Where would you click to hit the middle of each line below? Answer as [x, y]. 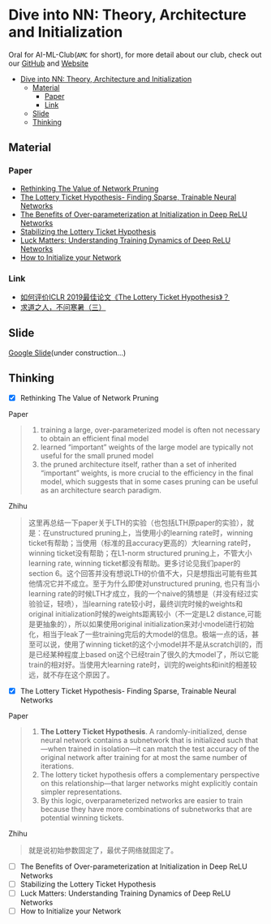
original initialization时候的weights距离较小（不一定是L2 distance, [138, 613]
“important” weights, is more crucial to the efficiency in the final [147, 473]
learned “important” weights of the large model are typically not [147, 447]
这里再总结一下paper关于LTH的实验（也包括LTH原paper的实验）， [138, 522]
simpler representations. [81, 792]
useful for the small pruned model [97, 455]
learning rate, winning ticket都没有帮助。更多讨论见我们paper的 [134, 563]
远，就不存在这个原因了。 [71, 674]
